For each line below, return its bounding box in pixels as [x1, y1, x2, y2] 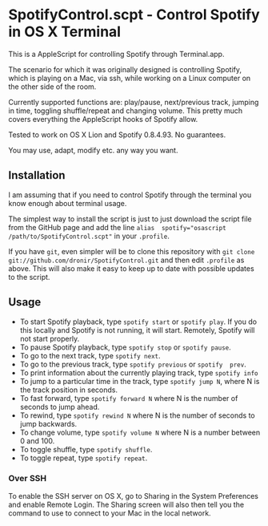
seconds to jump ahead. [19, 402, 100, 411]
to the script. [8, 272, 50, 281]
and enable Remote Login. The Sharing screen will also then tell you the [8, 500, 245, 509]
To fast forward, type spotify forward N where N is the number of [19, 393, 238, 403]
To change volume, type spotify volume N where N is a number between [19, 427, 261, 437]
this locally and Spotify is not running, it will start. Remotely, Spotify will [19, 325, 255, 334]
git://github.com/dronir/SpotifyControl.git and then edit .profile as [8, 255, 245, 265]
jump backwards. [19, 419, 78, 428]
